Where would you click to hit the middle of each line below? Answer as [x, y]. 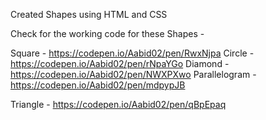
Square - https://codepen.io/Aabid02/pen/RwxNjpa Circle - [132, 53]
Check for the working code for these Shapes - [107, 33]
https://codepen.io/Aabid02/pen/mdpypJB [98, 85]
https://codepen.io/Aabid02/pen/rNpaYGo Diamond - [120, 63]
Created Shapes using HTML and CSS [89, 14]
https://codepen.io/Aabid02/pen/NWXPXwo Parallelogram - [133, 74]
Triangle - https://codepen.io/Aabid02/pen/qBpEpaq [118, 104]
